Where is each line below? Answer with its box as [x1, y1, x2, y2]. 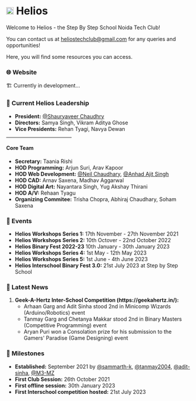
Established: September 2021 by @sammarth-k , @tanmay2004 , [14, 363, 172, 370]
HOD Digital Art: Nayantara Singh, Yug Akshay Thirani [14, 183, 148, 190]
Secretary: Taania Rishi [14, 158, 73, 165]
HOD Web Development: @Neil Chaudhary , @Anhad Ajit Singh [14, 170, 169, 177]
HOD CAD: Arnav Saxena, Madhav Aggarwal [14, 177, 124, 184]
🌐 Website [6, 68, 37, 76]
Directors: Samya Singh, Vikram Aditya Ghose [14, 119, 129, 126]
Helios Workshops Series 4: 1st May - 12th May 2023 [14, 249, 147, 256]
